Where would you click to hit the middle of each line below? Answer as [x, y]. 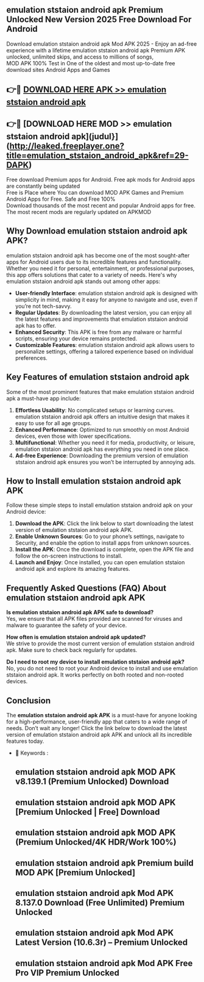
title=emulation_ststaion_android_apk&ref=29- [97, 155]
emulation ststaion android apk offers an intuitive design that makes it [102, 417]
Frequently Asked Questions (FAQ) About [86, 588]
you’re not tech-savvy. [43, 306]
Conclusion [29, 701]
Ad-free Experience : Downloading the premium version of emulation [102, 455]
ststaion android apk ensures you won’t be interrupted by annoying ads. [105, 462]
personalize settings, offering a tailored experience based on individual [104, 351]
